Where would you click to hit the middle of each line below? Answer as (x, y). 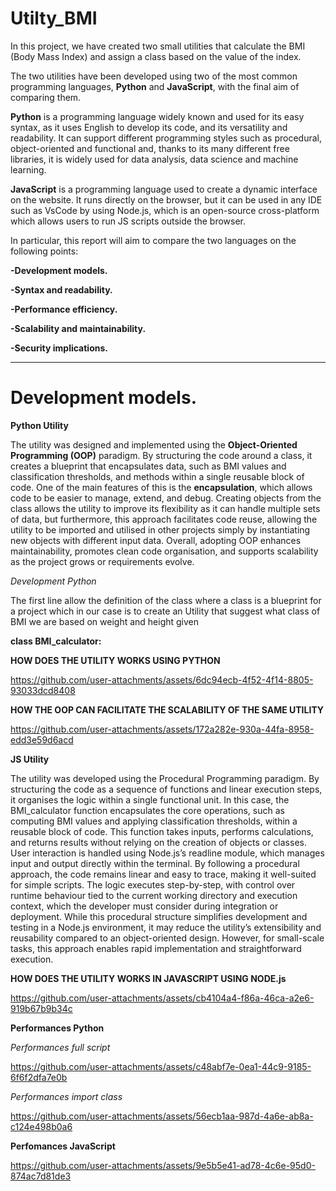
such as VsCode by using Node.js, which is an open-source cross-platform (165, 210)
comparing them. (46, 97)
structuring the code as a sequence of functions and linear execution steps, (166, 789)
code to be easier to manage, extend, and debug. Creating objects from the (166, 498)
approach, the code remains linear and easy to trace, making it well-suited (163, 874)
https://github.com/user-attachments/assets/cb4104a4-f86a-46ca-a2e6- (162, 998)
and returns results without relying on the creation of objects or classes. (158, 842)
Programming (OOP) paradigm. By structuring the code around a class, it (161, 455)
